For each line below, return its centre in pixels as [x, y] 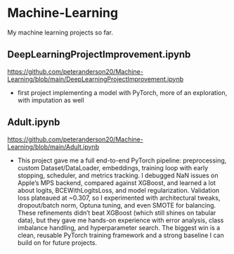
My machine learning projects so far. [60, 32]
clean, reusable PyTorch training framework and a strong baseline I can [121, 235]
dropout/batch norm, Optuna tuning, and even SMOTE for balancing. [117, 205]
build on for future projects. [57, 242]
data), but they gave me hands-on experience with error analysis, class [121, 220]
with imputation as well [51, 100]
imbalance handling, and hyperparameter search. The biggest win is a [119, 227]
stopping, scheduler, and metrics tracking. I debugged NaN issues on [118, 175]
